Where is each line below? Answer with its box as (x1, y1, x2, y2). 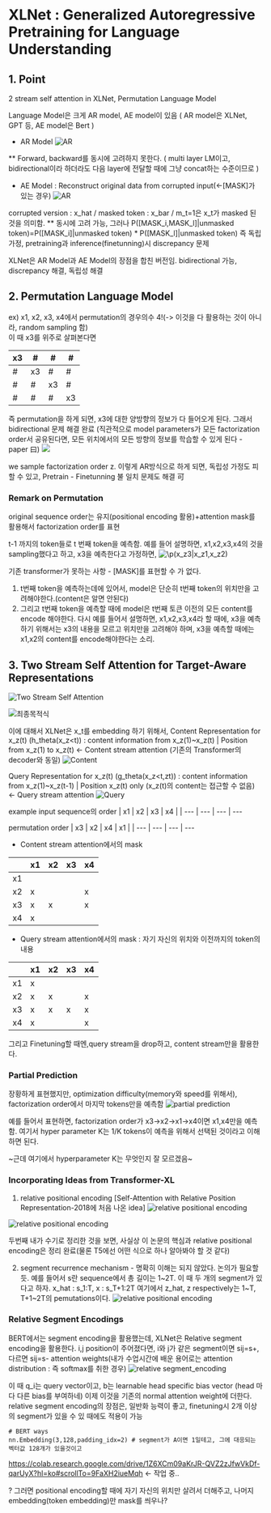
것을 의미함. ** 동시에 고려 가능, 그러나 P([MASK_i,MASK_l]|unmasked (8, 219, 235, 227)
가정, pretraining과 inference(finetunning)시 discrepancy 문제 (8, 239, 210, 248)
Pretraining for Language (8, 23, 180, 41)
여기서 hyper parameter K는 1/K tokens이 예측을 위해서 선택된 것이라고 (19, 1127, 245, 1137)
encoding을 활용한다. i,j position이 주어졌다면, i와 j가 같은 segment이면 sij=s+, (8, 1343, 260, 1353)
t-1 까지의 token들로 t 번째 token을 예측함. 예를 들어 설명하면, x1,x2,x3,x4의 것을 (8, 539, 264, 549)
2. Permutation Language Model (8, 290, 174, 304)
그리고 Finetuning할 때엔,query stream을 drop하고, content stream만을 (8, 1039, 238, 1048)
